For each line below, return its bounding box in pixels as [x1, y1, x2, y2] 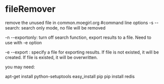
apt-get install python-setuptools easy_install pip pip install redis [5, 73, 135, 79]
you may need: [5, 64, 35, 70]
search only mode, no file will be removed [21, 25, 106, 30]
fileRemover [5, 3, 56, 15]
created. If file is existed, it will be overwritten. [5, 54, 98, 60]
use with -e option [5, 39, 42, 45]
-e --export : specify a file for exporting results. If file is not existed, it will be [5, 49, 159, 55]
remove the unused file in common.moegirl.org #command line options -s [5, 20, 154, 26]
